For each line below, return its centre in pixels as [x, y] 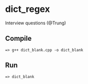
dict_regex [28, 9]
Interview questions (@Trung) [36, 23]
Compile [18, 39]
